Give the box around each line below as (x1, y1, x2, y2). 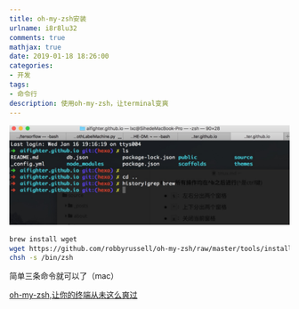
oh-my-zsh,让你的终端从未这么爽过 (9, 289, 138, 300)
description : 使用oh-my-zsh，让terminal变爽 (9, 99, 169, 108)
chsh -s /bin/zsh (9, 254, 74, 263)
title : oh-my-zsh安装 (9, 14, 87, 23)
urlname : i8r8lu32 (9, 23, 77, 33)
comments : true (9, 33, 66, 42)
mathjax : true (9, 43, 62, 52)
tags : (9, 80, 29, 89)
